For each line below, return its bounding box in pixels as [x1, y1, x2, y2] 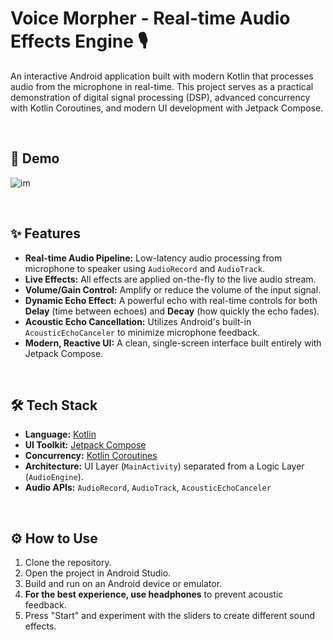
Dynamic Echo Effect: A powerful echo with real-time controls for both [24, 294, 318, 306]
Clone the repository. [24, 557, 112, 569]
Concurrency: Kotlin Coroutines [24, 450, 158, 462]
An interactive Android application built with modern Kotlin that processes [10, 70, 314, 82]
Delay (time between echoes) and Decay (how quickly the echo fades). [24, 305, 320, 317]
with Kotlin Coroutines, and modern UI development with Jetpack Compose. [10, 102, 324, 114]
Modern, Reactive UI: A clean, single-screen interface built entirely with [24, 337, 322, 349]
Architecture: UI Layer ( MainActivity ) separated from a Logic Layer [24, 460, 305, 472]
